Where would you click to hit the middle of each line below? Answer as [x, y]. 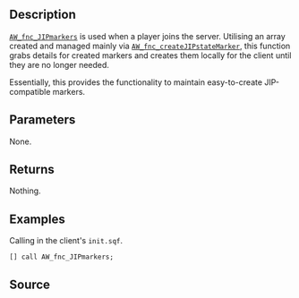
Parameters [43, 120]
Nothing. [26, 191]
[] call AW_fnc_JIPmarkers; [62, 257]
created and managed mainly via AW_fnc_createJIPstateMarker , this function [150, 46]
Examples [37, 219]
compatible [30, 91]
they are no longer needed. [60, 64]
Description [43, 15]
